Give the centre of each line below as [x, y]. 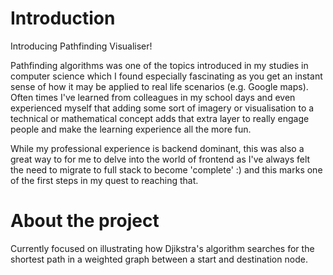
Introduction [63, 18]
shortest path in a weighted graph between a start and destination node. [159, 259]
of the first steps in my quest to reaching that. [104, 180]
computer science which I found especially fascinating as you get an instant [166, 76]
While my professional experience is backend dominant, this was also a [157, 148]
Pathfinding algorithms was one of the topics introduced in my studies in [159, 65]
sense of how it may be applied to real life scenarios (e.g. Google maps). [159, 86]
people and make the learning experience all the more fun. [131, 129]
